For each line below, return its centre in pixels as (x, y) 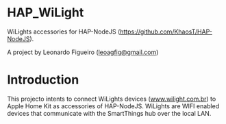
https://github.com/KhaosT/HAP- (166, 32)
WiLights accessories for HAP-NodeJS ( (64, 32)
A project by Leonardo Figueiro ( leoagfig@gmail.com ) (83, 52)
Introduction (43, 80)
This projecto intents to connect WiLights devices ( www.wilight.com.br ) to (112, 99)
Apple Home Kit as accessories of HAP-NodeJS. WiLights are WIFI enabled (113, 106)
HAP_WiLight (46, 13)
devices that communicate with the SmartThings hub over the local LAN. (109, 113)
